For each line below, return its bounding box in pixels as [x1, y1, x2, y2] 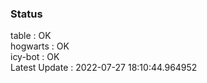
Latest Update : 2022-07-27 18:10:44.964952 [10, 62, 198, 74]
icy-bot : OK [10, 51, 60, 63]
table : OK [10, 30, 52, 42]
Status [10, 7, 43, 21]
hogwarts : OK [10, 40, 70, 52]
